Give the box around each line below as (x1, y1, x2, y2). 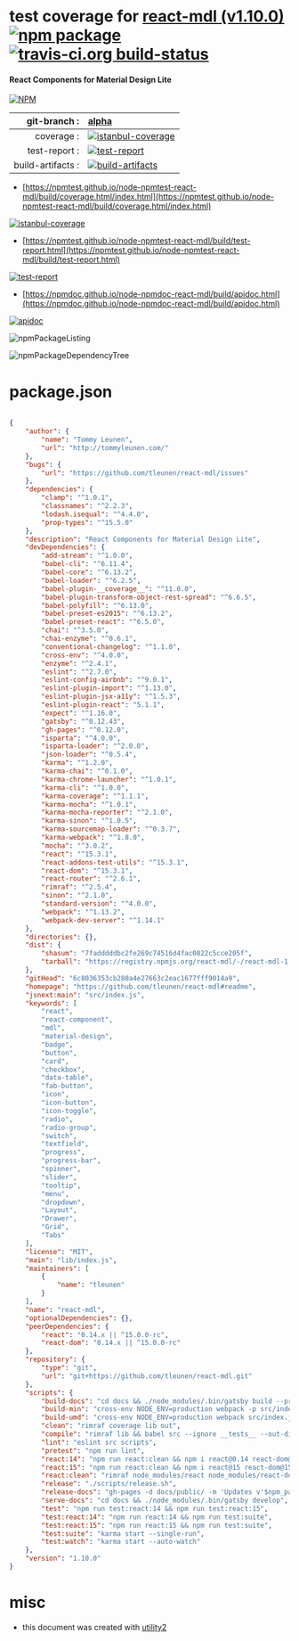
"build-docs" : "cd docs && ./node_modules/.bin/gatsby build (41, 1397, 273, 1406)
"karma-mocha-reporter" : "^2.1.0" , (41, 808, 174, 817)
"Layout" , (41, 1206, 77, 1215)
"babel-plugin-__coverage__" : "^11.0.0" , (41, 584, 198, 594)
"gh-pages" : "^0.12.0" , (41, 725, 129, 734)
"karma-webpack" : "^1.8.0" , (41, 833, 145, 842)
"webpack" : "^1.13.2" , (41, 907, 125, 916)
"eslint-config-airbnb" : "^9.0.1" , (41, 676, 174, 685)
